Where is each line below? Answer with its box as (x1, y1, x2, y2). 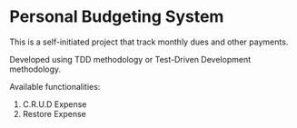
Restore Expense (22, 108, 86, 119)
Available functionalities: (9, 81, 101, 92)
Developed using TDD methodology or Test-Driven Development (9, 54, 252, 64)
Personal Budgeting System (9, 6, 224, 27)
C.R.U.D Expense (22, 98, 87, 110)
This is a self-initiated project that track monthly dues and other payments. (9, 36, 289, 47)
